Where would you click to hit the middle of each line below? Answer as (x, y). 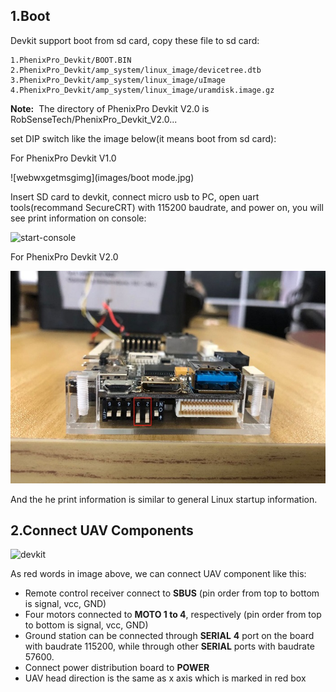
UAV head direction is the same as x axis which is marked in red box (165, 678)
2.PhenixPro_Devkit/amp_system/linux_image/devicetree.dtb (136, 70)
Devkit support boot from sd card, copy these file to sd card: (135, 40)
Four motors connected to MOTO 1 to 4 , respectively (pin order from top (173, 615)
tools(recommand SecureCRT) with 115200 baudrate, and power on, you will (167, 207)
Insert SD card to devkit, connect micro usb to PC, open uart (135, 196)
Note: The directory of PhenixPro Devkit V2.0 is (110, 108)
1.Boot (30, 16)
